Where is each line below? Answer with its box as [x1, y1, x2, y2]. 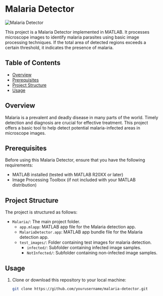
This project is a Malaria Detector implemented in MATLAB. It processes [5, 29, 150, 35]
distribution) [12, 182, 37, 188]
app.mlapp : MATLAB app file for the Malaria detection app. [19, 224, 136, 230]
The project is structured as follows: [5, 209, 78, 215]
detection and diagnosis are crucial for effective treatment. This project [5, 120, 148, 126]
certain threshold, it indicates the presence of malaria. [5, 44, 114, 50]
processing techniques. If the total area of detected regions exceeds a [5, 39, 146, 45]
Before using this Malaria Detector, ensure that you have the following [5, 157, 145, 163]
